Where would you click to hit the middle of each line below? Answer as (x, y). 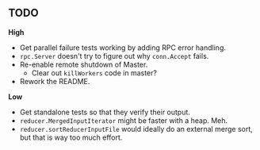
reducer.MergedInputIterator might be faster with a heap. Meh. (124, 120)
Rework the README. (55, 81)
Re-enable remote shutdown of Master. (84, 64)
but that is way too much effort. (71, 137)
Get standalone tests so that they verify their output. (105, 112)
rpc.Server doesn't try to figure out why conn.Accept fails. (114, 56)
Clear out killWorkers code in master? (94, 73)
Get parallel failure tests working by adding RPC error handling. (122, 48)
